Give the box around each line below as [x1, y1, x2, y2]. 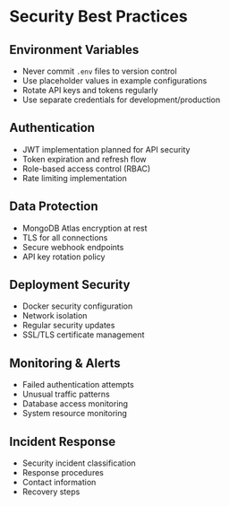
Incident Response [9, 433, 116, 449]
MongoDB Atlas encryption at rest [21, 222, 148, 233]
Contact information [21, 477, 97, 488]
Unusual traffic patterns [21, 388, 110, 400]
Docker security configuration [21, 301, 133, 311]
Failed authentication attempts [21, 379, 134, 390]
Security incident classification [21, 458, 136, 468]
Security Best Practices [9, 6, 188, 27]
